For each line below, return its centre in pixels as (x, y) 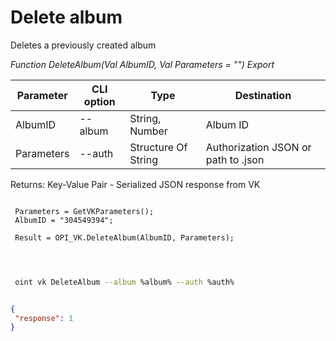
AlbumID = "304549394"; (64, 220)
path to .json (235, 159)
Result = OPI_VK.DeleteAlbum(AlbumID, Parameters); (124, 237)
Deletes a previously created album (83, 45)
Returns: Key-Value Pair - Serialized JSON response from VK (135, 184)
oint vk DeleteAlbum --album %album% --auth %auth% (124, 282)
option (99, 101)
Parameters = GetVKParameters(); (84, 211)
